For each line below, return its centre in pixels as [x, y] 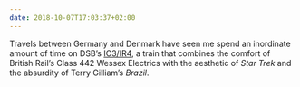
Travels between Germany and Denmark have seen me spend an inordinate [150, 43]
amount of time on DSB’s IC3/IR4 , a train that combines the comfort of [140, 53]
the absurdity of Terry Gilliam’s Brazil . [79, 72]
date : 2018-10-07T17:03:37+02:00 [73, 18]
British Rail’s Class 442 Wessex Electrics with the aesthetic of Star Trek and [150, 63]
